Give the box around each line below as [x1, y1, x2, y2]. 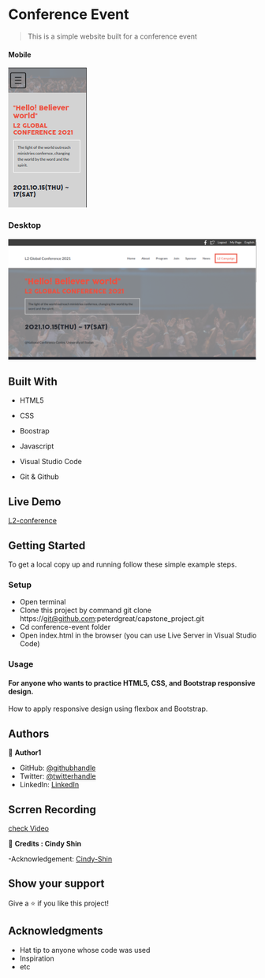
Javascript [19, 441, 54, 451]
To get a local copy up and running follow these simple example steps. [8, 560, 237, 569]
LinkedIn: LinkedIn [19, 780, 80, 790]
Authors [8, 727, 50, 740]
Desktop [8, 220, 42, 231]
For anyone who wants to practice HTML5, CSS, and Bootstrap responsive [8, 678, 256, 687]
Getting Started [8, 538, 86, 552]
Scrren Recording [8, 802, 96, 816]
